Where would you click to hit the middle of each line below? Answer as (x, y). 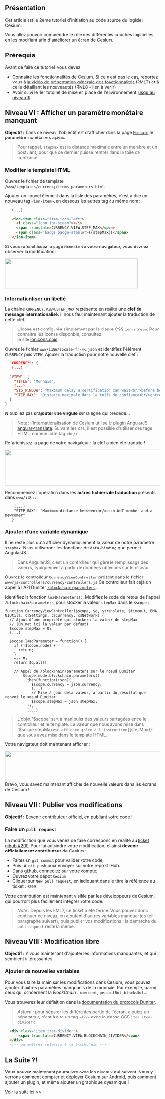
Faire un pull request (31, 829)
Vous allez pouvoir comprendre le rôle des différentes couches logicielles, (80, 34)
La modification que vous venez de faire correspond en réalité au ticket (77, 840)
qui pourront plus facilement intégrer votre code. (54, 901)
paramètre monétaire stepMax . (35, 137)
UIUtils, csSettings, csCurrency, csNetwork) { (55, 616)
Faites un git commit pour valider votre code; (58, 860)
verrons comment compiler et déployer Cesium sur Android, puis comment (81, 1077)
